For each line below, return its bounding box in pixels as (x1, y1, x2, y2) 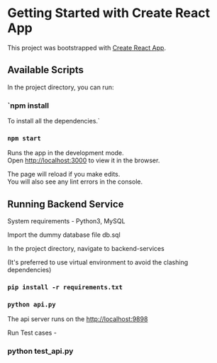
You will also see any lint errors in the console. (7, 177, 143, 186)
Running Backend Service (7, 198, 124, 210)
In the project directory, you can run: (7, 83, 114, 91)
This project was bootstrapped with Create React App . (7, 43, 167, 52)
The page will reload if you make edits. (7, 170, 121, 179)
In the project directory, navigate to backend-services (7, 245, 165, 253)
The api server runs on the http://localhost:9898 (7, 315, 148, 323)
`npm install (7, 101, 50, 111)
